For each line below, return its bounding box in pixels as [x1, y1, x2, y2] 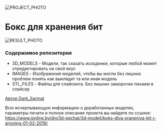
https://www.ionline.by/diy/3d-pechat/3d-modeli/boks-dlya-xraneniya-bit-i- [5, 115, 156, 121]
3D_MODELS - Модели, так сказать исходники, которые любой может [12, 60, 157, 66]
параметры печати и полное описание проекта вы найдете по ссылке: [5, 110, 151, 116]
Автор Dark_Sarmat [5, 96, 44, 102]
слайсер [12, 86, 30, 92]
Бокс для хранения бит [5, 22, 103, 32]
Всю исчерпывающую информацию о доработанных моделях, [5, 105, 134, 111]
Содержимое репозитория [5, 49, 72, 56]
